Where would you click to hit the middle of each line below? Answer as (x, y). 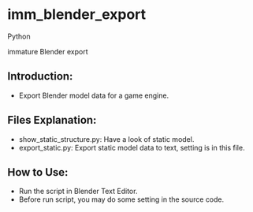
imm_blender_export (77, 15)
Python (19, 36)
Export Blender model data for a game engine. (94, 95)
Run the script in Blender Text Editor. (78, 192)
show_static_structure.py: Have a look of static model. (106, 139)
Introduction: (40, 76)
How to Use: (38, 172)
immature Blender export (48, 51)
